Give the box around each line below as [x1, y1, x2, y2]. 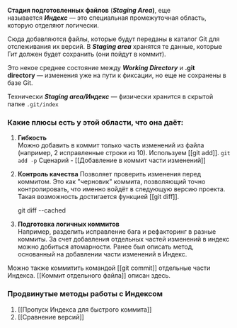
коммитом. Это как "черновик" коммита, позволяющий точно [17, 177, 206, 186]
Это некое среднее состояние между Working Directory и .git [7, 64, 195, 72]
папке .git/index [7, 100, 59, 108]
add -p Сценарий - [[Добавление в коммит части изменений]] [17, 156, 207, 165]
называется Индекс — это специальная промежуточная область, [7, 13, 207, 22]
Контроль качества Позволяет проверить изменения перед [17, 170, 202, 179]
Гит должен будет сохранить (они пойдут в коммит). [7, 50, 166, 58]
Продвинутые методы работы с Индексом [7, 289, 163, 299]
